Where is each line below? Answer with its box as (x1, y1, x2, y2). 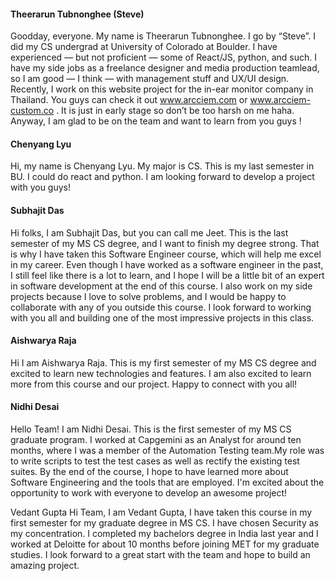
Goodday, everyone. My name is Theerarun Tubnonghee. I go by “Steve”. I (10, 30, 317, 42)
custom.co (10, 105, 55, 117)
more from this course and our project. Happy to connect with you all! (10, 378, 298, 390)
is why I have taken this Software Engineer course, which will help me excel (10, 248, 322, 260)
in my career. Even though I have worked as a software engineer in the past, (10, 258, 324, 270)
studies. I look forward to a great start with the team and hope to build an (10, 549, 311, 561)
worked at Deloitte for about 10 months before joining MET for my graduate (10, 538, 320, 550)
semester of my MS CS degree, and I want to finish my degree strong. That (10, 237, 320, 249)
